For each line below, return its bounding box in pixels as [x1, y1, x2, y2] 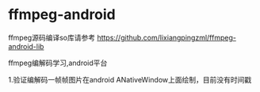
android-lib [8, 41, 44, 51]
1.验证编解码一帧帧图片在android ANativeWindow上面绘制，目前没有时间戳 [8, 75, 252, 84]
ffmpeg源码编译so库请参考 [8, 33, 96, 42]
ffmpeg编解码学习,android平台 [8, 58, 108, 67]
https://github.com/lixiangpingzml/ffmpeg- [97, 33, 236, 42]
